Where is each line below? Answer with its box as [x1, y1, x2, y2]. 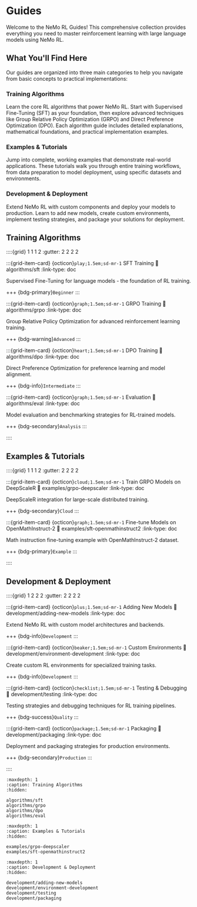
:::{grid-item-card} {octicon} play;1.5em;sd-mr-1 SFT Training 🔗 [6, 260, 159, 267]
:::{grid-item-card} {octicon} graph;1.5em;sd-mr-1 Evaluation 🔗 [6, 393, 156, 401]
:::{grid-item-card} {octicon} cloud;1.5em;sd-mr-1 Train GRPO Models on [6, 478, 181, 485]
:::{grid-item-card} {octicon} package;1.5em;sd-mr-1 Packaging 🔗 [6, 725, 162, 732]
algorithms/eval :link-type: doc [6, 400, 81, 407]
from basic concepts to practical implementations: [6, 75, 128, 82]
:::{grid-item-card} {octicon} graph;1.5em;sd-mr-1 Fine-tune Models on [6, 519, 176, 526]
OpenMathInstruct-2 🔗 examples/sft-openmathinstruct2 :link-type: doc [6, 525, 178, 532]
